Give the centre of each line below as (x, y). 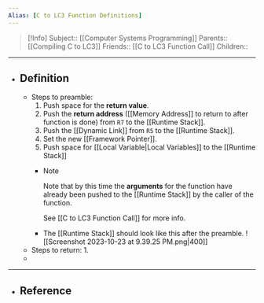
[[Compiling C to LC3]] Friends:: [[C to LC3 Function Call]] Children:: (137, 46)
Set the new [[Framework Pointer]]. (100, 139)
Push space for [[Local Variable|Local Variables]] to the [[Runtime (149, 147)
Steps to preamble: (62, 97)
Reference (46, 291)
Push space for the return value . (96, 105)
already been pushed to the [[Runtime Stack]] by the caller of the (148, 194)
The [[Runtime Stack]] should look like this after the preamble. (143, 234)
